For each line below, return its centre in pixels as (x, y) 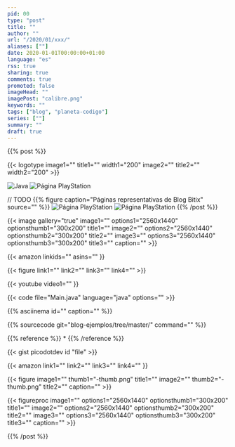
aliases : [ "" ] (28, 46)
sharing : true (28, 72)
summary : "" (25, 125)
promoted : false (31, 86)
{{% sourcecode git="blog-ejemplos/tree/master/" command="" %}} (107, 325)
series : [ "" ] (26, 118)
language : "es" (29, 60)
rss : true (22, 66)
